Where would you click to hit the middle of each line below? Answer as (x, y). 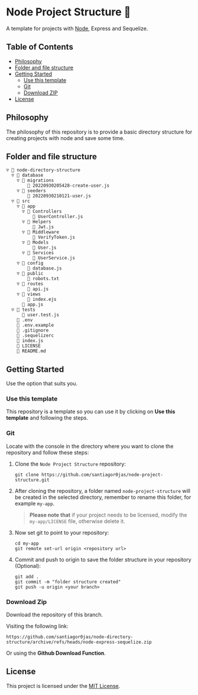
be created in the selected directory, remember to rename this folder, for (103, 497)
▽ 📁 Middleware (40, 232)
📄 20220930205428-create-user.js (69, 186)
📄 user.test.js (40, 315)
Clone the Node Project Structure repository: (70, 464)
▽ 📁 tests (23, 310)
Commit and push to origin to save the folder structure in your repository (103, 559)
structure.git (32, 480)
